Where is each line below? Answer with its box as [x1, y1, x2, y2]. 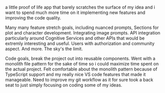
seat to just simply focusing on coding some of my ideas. [5, 82, 123, 88]
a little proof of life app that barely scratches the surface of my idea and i [5, 4, 156, 10]
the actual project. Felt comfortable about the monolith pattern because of [5, 66, 158, 72]
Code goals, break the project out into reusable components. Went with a [5, 55, 156, 61]
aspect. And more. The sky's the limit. [5, 46, 83, 51]
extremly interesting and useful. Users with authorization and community [5, 40, 155, 46]
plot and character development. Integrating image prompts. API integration [5, 30, 161, 35]
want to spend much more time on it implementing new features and [5, 9, 146, 15]
